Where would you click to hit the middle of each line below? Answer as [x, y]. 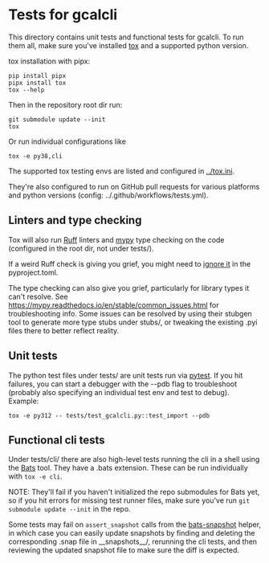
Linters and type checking [75, 220]
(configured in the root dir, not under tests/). [81, 248]
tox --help [26, 90]
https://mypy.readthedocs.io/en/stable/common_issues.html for [114, 305]
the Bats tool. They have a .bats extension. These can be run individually [128, 468]
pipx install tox [37, 83]
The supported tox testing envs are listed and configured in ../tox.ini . [122, 171]
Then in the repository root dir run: [65, 104]
